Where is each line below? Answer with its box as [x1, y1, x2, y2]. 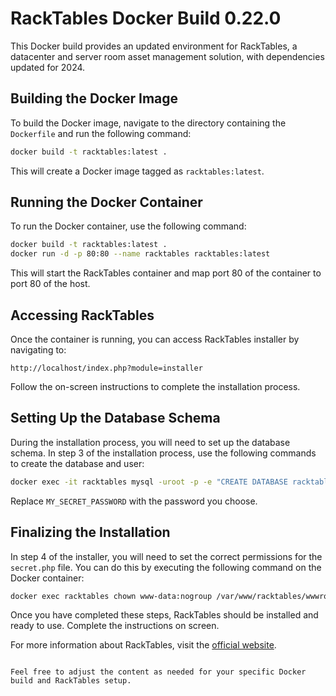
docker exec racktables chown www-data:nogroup [10, 591, 213, 601]
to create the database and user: [10, 457, 145, 469]
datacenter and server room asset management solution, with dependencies [10, 50, 325, 62]
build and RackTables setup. [10, 676, 132, 686]
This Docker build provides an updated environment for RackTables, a [10, 40, 298, 52]
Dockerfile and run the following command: [10, 127, 192, 139]
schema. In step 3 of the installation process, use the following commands [10, 447, 317, 459]
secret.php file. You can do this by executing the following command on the [10, 561, 322, 573]
